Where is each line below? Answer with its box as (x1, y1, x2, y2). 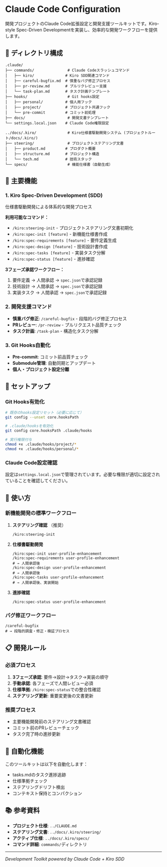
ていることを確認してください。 (5, 478, 71, 483)
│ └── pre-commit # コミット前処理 (5, 110, 96, 115)
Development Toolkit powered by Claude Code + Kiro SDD (5, 856, 125, 862)
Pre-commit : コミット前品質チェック (12, 354, 88, 360)
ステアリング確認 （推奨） (12, 522, 66, 528)
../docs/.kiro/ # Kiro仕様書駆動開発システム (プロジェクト (5, 130, 148, 135)
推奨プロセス (5, 706, 36, 713)
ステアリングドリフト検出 (12, 784, 65, 790)
